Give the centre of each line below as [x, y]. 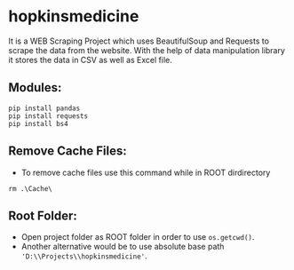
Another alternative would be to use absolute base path [123, 247]
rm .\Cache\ [30, 188]
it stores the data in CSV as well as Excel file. [90, 60]
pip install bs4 [38, 123]
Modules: [35, 87]
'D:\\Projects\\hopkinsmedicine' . [84, 256]
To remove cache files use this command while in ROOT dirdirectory [146, 172]
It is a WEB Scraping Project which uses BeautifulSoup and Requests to [139, 41]
